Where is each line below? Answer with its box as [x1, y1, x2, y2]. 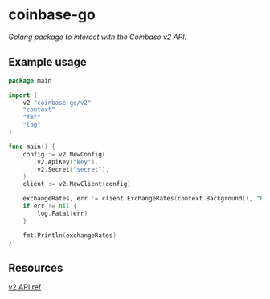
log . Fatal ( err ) [37, 209, 88, 217]
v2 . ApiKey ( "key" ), [37, 158, 99, 166]
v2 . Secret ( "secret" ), [37, 165, 110, 173]
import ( [8, 91, 38, 99]
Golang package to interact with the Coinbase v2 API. [8, 32, 187, 42]
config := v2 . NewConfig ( [22, 150, 106, 158]
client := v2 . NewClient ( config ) [22, 180, 131, 188]
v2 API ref [8, 282, 42, 292]
